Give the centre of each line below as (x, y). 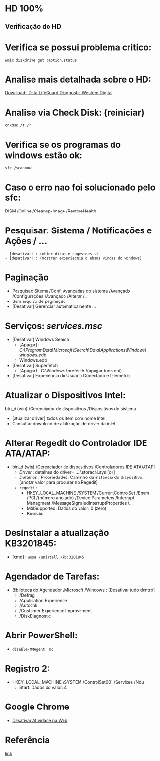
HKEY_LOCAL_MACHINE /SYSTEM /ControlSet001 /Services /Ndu (78, 682)
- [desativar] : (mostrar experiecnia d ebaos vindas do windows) (73, 258)
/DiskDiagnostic (35, 616)
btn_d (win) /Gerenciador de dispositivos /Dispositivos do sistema (71, 409)
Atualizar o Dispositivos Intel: (65, 396)
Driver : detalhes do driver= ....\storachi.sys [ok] (67, 472)
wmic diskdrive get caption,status (41, 60)
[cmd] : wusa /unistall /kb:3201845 (48, 557)
